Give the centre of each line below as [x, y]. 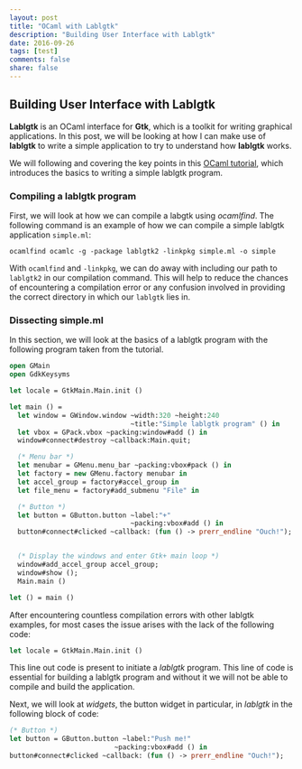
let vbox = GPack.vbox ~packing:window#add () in [112, 432]
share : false [34, 69]
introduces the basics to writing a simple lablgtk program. [116, 172]
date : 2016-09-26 [42, 43]
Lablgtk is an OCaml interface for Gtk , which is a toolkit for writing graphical [151, 126]
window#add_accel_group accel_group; [88, 565]
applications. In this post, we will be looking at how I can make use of [137, 135]
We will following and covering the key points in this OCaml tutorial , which [146, 162]
